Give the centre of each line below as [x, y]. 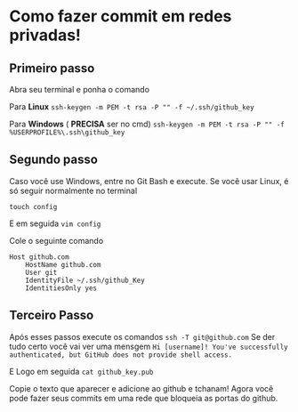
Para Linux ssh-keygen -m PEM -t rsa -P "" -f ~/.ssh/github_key [132, 107]
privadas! [45, 35]
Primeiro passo [52, 68]
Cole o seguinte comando [56, 240]
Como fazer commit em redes [121, 16]
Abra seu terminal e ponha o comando [79, 89]
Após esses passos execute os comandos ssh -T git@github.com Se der [142, 336]
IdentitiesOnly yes [61, 288]
